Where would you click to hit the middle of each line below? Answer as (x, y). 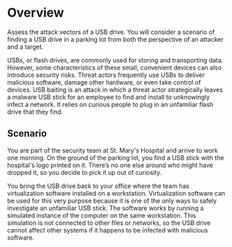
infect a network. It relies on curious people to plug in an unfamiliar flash (110, 104)
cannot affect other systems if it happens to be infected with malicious (108, 230)
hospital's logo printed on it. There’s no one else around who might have (110, 165)
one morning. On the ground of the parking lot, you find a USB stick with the (116, 157)
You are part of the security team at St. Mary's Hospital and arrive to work (113, 150)
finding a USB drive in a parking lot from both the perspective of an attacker (115, 39)
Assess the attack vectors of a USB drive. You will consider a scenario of (111, 32)
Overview (36, 13)
